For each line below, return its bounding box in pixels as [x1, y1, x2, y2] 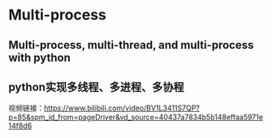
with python [8, 50, 71, 64]
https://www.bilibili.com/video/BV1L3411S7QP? [44, 103, 201, 113]
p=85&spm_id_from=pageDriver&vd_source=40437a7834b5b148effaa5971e [8, 112, 264, 123]
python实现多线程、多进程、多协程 [8, 80, 184, 94]
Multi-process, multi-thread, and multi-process [8, 38, 254, 52]
